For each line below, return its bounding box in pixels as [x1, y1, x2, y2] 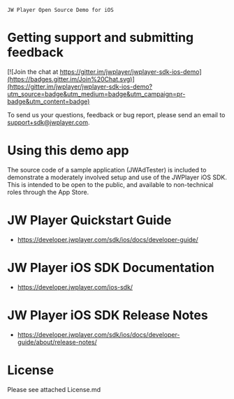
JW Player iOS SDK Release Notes [7, 307, 208, 323]
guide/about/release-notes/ [17, 338, 98, 346]
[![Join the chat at [7, 67, 59, 76]
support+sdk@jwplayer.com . [7, 118, 90, 126]
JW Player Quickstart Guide [7, 213, 172, 228]
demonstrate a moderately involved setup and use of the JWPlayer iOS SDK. [7, 173, 227, 181]
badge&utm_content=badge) [7, 97, 90, 105]
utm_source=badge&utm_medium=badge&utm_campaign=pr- [7, 89, 186, 98]
